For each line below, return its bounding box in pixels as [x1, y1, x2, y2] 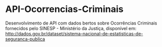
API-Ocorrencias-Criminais [5, 3, 124, 15]
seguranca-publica [5, 36, 45, 42]
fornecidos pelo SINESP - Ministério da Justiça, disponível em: [5, 25, 137, 31]
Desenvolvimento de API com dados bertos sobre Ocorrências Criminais [5, 20, 157, 26]
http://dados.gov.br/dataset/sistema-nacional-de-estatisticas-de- [5, 30, 144, 36]
